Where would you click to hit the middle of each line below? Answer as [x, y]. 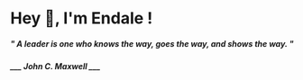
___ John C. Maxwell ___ [55, 67]
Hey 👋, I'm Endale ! [82, 18]
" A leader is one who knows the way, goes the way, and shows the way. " [152, 43]
